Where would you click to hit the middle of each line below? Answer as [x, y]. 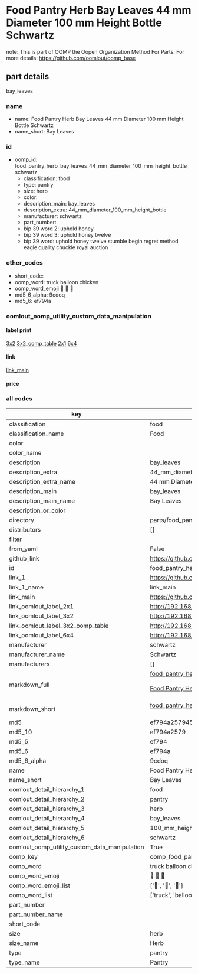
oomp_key [24, 856]
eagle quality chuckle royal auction [66, 247]
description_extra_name [42, 481]
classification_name [37, 434]
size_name [24, 943]
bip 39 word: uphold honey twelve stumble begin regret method [101, 241]
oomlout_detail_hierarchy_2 [47, 799]
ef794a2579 [168, 732]
